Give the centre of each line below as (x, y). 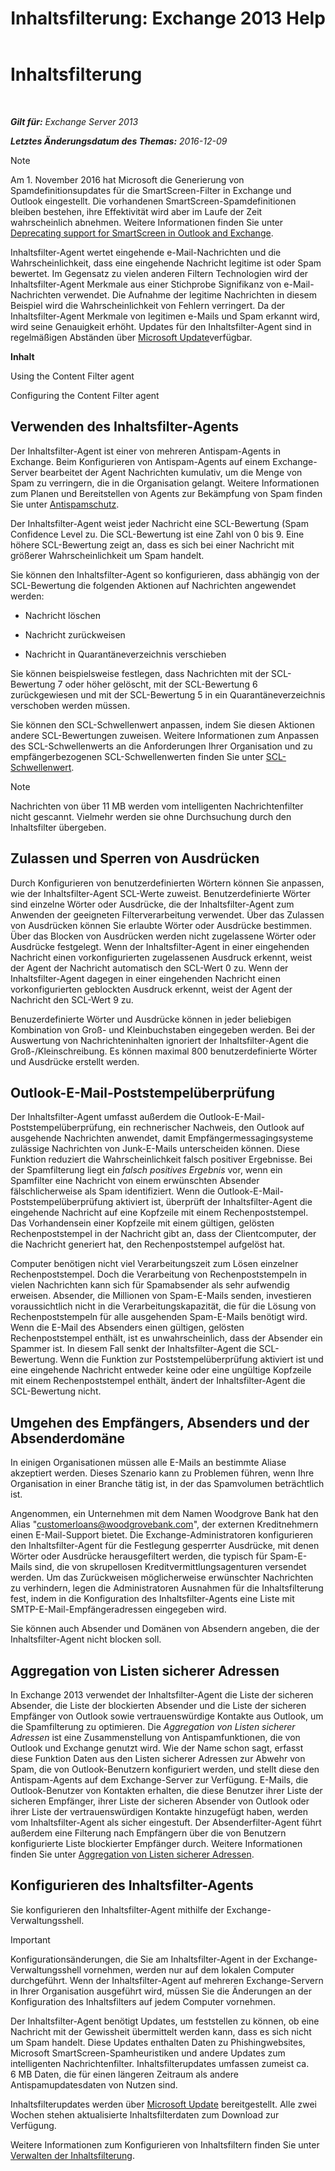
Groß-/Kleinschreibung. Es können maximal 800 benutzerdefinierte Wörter (164, 1051)
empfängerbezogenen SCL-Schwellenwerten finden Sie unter (137, 756)
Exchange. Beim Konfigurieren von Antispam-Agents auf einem (140, 461)
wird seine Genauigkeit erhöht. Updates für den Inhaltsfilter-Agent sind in (161, 326)
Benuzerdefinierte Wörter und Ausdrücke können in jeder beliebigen (151, 1019)
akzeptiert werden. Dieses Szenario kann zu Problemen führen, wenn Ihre (162, 1473)
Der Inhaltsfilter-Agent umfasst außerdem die (103, 1117)
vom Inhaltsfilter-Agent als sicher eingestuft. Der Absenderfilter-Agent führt (166, 1822)
